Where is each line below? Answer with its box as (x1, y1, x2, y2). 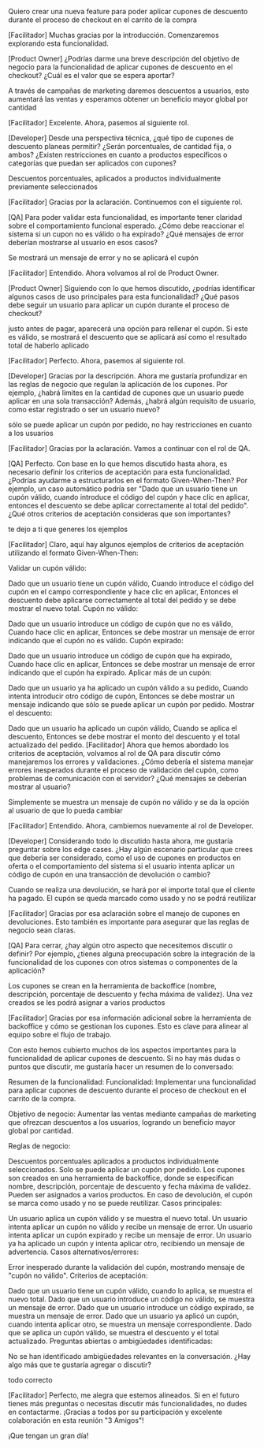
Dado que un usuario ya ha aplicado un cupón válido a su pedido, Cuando (8, 683, 248, 692)
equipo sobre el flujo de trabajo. (8, 1030, 112, 1039)
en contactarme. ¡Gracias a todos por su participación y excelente (8, 1407, 223, 1416)
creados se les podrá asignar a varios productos (8, 998, 165, 1007)
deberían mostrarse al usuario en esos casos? (8, 238, 158, 247)
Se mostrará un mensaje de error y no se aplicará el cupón (8, 253, 199, 262)
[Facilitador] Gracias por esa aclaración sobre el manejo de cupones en (8, 909, 240, 918)
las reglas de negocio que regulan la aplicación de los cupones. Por (8, 380, 228, 389)
